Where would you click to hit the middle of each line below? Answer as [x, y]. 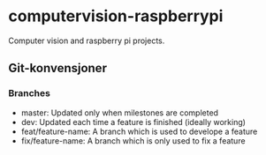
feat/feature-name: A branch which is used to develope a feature [139, 131]
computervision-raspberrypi [116, 16]
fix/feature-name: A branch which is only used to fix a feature [133, 140]
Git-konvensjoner [58, 68]
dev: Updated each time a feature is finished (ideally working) [133, 122]
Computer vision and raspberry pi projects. [87, 41]
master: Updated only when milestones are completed [119, 113]
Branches [29, 93]
